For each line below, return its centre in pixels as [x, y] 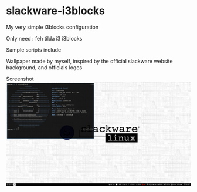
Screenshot [20, 79]
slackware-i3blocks [56, 11]
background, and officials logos [44, 67]
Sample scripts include [34, 50]
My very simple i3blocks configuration [52, 27]
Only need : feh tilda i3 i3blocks [44, 38]
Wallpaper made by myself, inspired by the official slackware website [89, 61]
